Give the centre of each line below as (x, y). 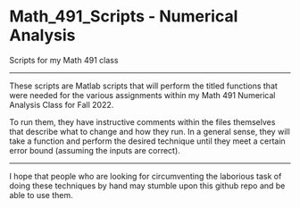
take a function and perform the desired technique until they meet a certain (147, 141)
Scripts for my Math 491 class (64, 60)
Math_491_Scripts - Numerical (124, 17)
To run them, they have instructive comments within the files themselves (142, 121)
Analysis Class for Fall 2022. (62, 104)
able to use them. (41, 195)
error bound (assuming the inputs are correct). (95, 150)
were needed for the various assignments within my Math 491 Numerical (142, 95)
